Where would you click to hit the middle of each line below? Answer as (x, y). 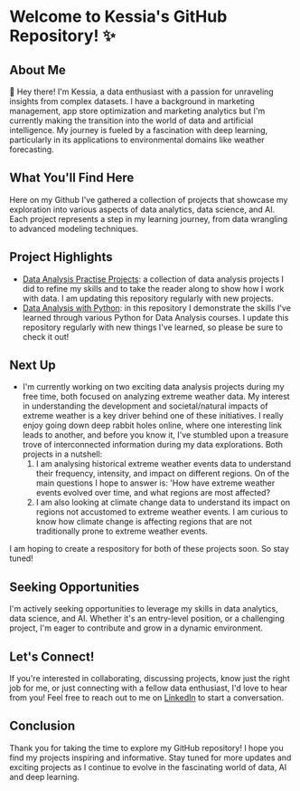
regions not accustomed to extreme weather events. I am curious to (162, 512)
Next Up (33, 366)
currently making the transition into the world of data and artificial (131, 121)
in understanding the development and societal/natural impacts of (145, 406)
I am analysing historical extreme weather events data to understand (164, 464)
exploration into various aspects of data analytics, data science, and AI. (142, 209)
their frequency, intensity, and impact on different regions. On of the (163, 474)
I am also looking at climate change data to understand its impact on (163, 502)
